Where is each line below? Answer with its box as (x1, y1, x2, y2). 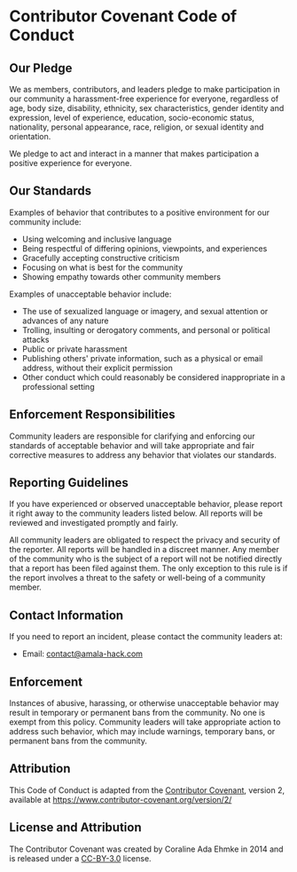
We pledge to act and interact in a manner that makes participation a (9, 148, 260, 159)
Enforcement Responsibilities (9, 407, 176, 423)
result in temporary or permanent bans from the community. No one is (9, 708, 266, 718)
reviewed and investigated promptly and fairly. (9, 518, 179, 528)
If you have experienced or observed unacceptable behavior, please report (9, 499, 283, 510)
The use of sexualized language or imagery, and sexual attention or (21, 305, 269, 316)
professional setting (21, 381, 95, 392)
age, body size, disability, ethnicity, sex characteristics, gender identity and (9, 103, 285, 113)
